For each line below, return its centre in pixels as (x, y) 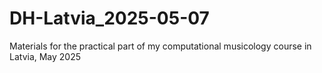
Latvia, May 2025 (45, 56)
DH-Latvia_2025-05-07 (109, 18)
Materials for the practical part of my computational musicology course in (160, 46)
